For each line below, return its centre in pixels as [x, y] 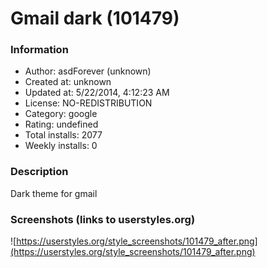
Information [39, 50]
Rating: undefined [61, 124]
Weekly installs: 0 [61, 146]
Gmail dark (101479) [95, 18]
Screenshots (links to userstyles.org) [103, 219]
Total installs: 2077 [63, 135]
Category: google [61, 114]
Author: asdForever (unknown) [88, 71]
